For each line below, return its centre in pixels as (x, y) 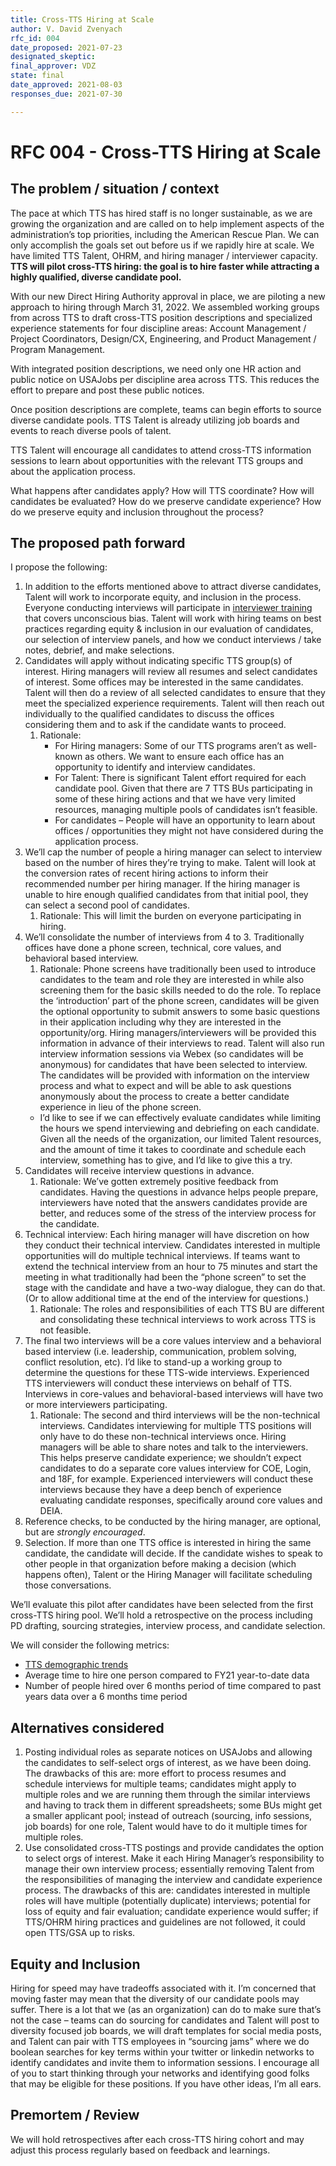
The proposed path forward (98, 543)
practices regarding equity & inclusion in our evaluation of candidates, (169, 629)
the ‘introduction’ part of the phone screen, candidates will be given (179, 1001)
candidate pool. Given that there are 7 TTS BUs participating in (183, 788)
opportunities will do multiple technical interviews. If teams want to (162, 1256)
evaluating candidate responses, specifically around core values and (181, 1500)
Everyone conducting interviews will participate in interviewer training (168, 608)
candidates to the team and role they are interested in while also (172, 980)
